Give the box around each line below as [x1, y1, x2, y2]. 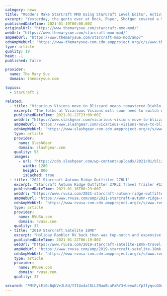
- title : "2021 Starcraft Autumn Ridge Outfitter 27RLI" [9, 177, 130, 182]
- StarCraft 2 [9, 90, 39, 95]
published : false [5, 58, 41, 63]
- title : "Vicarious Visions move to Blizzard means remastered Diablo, [9, 103, 164, 108]
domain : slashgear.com [18, 145, 66, 150]
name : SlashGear [18, 140, 52, 146]
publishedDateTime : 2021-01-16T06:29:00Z [14, 187, 101, 192]
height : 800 [23, 168, 48, 173]
